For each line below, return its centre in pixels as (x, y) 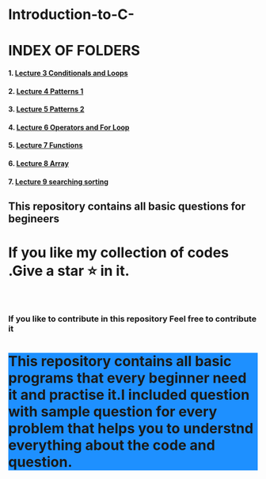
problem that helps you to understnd (131, 428)
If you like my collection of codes (119, 253)
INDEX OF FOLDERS (74, 51)
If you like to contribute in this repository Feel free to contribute (133, 319)
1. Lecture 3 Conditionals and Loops (68, 73)
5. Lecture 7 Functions (46, 145)
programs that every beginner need (127, 378)
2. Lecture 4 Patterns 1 (46, 91)
